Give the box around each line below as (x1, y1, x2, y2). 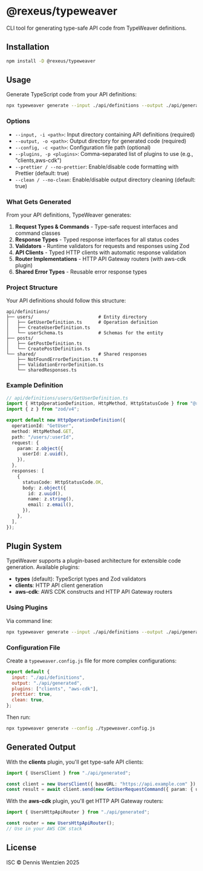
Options (6, 117, 30, 126)
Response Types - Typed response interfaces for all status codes (14, 235, 179, 243)
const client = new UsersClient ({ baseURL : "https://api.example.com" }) (6, 781, 196, 787)
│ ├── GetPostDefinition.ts (6, 341, 83, 347)
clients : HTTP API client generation (14, 582, 103, 589)
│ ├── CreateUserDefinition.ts (6, 325, 91, 331)
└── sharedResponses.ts (17, 367, 77, 374)
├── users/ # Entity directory (6, 314, 147, 320)
